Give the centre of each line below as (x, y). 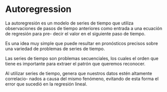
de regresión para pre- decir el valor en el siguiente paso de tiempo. (75, 33)
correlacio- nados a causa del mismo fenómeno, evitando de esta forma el (82, 78)
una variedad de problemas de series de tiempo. (55, 48)
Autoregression (38, 9)
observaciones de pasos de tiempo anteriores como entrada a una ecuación (84, 28)
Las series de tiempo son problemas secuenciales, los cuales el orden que (82, 58)
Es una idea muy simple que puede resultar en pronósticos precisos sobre (82, 43)
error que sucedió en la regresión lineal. (46, 84)
